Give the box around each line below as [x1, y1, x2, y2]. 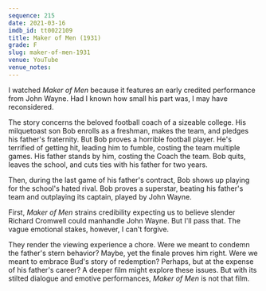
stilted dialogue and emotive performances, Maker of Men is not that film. [8, 274, 250, 283]
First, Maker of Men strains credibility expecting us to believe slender [8, 208, 236, 217]
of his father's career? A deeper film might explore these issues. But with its [8, 265, 257, 274]
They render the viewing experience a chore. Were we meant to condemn [8, 239, 250, 249]
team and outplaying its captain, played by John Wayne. [8, 192, 193, 201]
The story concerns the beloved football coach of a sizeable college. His [8, 117, 247, 127]
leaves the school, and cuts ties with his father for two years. [8, 160, 209, 169]
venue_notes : [8, 64, 52, 72]
